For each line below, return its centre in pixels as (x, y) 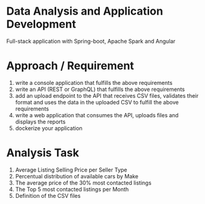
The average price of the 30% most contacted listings (83, 183)
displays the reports (40, 122)
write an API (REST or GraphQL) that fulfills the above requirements (100, 89)
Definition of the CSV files (48, 195)
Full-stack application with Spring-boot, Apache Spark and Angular (91, 41)
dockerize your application (49, 128)
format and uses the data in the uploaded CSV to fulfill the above (97, 102)
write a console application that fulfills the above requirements (94, 82)
